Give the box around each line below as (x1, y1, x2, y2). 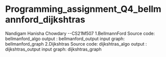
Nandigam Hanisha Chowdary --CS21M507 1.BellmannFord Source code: (5, 30, 156, 36)
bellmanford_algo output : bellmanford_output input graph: (5, 36, 125, 42)
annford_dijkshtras (5, 14, 86, 25)
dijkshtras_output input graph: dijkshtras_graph (5, 46, 102, 52)
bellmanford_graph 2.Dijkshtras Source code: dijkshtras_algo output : (5, 41, 147, 47)
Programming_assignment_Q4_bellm (5, 3, 162, 15)
